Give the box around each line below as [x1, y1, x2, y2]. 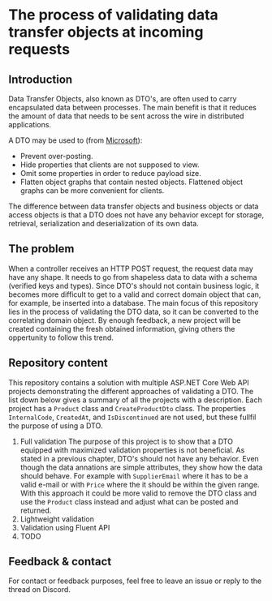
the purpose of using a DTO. [8, 420, 103, 431]
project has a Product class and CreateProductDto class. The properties [8, 403, 246, 413]
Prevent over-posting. [19, 152, 93, 161]
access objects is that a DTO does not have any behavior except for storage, [8, 210, 265, 220]
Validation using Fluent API [19, 522, 110, 532]
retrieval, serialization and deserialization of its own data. [8, 219, 199, 228]
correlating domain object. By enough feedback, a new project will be [8, 315, 241, 325]
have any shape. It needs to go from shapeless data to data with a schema [8, 272, 257, 281]
